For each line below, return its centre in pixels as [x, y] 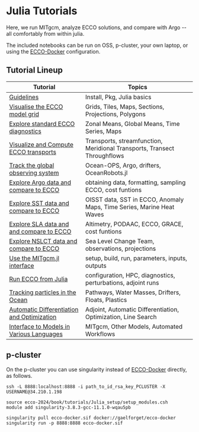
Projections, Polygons [115, 114]
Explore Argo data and [40, 182]
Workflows [100, 334]
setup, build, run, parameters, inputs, [136, 258]
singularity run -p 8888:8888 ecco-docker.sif [65, 423]
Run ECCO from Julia [38, 279]
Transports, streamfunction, [124, 141]
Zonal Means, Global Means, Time [132, 124]
